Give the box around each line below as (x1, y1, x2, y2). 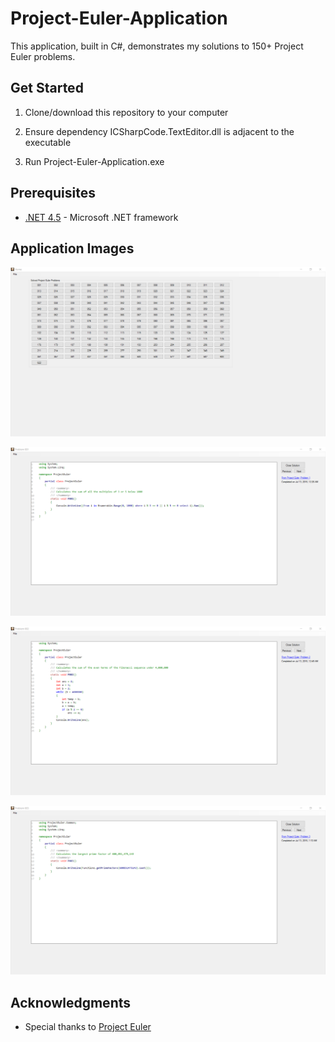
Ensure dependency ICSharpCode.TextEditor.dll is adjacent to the (24, 125, 295, 137)
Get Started (10, 80, 84, 97)
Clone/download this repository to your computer (24, 106, 229, 118)
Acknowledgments (10, 994, 132, 1011)
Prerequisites (10, 185, 96, 202)
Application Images (10, 240, 135, 257)
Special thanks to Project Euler (24, 1021, 152, 1032)
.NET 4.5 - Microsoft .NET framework (24, 211, 179, 223)
